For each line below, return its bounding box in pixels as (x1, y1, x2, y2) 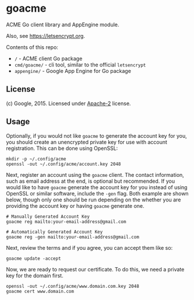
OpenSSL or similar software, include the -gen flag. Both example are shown (6, 190, 189, 197)
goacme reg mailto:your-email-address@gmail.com (6, 218, 126, 225)
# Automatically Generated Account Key (6, 229, 103, 235)
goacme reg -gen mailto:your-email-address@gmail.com (6, 234, 140, 240)
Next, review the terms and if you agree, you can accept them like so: (6, 244, 173, 251)
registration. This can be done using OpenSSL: (6, 145, 118, 152)
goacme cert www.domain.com (6, 288, 75, 294)
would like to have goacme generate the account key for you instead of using (6, 183, 188, 191)
